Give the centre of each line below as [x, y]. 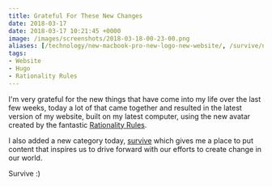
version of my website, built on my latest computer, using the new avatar [130, 116]
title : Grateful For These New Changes [76, 16]
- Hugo [19, 69]
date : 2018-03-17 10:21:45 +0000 [65, 31]
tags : [17, 53]
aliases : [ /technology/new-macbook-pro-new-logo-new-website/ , [117, 46]
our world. [25, 158]
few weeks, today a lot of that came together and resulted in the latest [125, 108]
